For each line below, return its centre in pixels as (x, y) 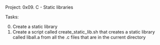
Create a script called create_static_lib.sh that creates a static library (84, 32)
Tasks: (12, 17)
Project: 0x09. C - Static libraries (39, 7)
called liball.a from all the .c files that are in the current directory (79, 37)
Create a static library (35, 26)
